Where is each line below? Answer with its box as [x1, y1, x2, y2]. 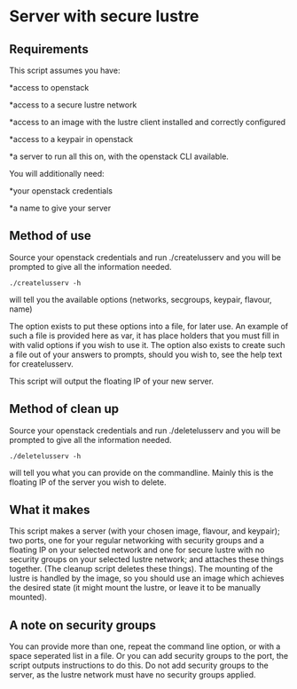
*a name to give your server [9, 202, 112, 213]
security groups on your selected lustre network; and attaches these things [9, 554, 285, 565]
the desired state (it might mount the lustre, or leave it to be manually [9, 582, 262, 593]
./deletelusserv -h [9, 451, 82, 461]
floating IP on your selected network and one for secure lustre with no [9, 544, 265, 556]
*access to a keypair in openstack [9, 134, 134, 144]
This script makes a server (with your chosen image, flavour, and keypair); [9, 526, 281, 536]
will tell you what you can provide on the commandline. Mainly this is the [9, 467, 274, 478]
